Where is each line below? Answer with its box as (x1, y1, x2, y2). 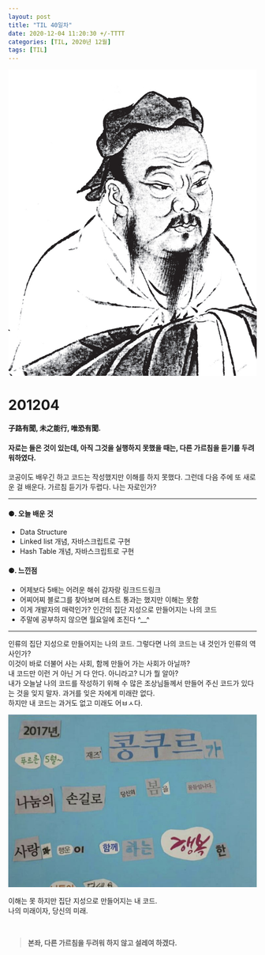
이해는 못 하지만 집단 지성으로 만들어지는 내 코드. (8, 896, 158, 905)
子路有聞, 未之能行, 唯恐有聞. (8, 423, 101, 433)
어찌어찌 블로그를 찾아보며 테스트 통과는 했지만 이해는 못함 (19, 595, 200, 604)
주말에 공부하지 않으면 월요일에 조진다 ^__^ (19, 615, 150, 624)
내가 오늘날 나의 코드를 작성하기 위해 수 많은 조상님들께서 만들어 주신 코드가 (8, 679, 240, 688)
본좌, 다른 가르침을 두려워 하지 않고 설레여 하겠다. (27, 938, 177, 947)
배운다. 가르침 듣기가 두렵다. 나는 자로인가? (24, 482, 157, 491)
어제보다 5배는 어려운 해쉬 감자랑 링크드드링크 (19, 586, 162, 595)
